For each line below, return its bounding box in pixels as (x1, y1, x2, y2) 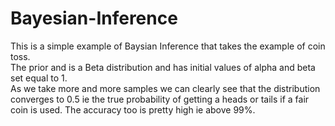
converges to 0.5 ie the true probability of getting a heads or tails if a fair (10, 93, 310, 105)
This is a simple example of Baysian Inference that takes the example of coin (10, 40, 326, 52)
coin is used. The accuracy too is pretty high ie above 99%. (10, 103, 256, 116)
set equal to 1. (10, 72, 68, 84)
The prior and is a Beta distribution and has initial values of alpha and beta (10, 61, 316, 73)
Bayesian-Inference (10, 7, 178, 30)
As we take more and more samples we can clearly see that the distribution (10, 82, 321, 94)
